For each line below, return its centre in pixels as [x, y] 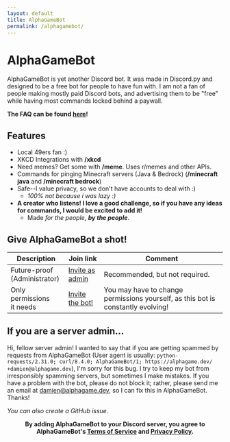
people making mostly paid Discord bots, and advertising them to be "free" [113, 94]
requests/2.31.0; [32, 361]
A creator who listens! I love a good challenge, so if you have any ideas [119, 204]
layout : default [30, 13]
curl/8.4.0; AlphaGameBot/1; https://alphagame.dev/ [136, 361]
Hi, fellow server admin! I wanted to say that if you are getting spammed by [113, 347]
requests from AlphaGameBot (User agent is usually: [81, 355]
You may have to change [143, 290]
